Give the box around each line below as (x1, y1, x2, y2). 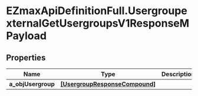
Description (161, 70, 196, 78)
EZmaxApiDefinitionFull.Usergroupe (6, 4, 187, 18)
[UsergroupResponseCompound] (60, 80, 156, 88)
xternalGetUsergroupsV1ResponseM (6, 16, 190, 30)
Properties (6, 52, 46, 62)
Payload (6, 29, 47, 42)
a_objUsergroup (9, 80, 55, 88)
